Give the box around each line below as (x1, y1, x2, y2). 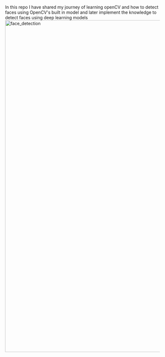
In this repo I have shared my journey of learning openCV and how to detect (5, 4, 159, 10)
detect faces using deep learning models (5, 15, 88, 20)
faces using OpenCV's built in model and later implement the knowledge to (5, 9, 157, 15)
